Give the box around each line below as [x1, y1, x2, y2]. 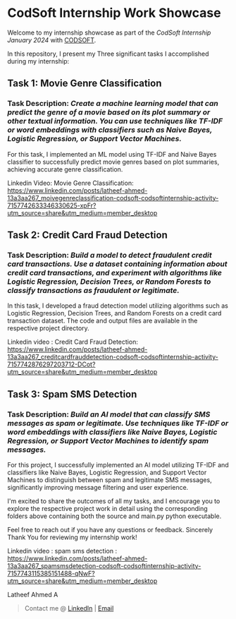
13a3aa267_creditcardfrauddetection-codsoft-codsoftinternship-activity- [7, 353, 218, 361]
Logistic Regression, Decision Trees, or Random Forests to [7, 277, 211, 287]
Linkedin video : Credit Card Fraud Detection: [7, 337, 139, 347]
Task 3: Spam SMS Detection [7, 388, 137, 400]
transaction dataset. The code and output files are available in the [7, 316, 198, 325]
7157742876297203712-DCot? [7, 360, 96, 368]
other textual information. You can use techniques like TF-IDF [7, 116, 223, 126]
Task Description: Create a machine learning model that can [7, 99, 218, 109]
